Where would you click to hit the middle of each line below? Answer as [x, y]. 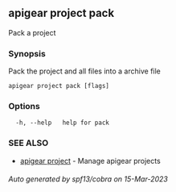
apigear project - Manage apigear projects [90, 161]
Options [24, 106]
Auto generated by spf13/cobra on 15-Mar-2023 [88, 179]
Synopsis [27, 53]
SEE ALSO [29, 143]
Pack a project [32, 32]
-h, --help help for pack [63, 123]
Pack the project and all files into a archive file [84, 71]
